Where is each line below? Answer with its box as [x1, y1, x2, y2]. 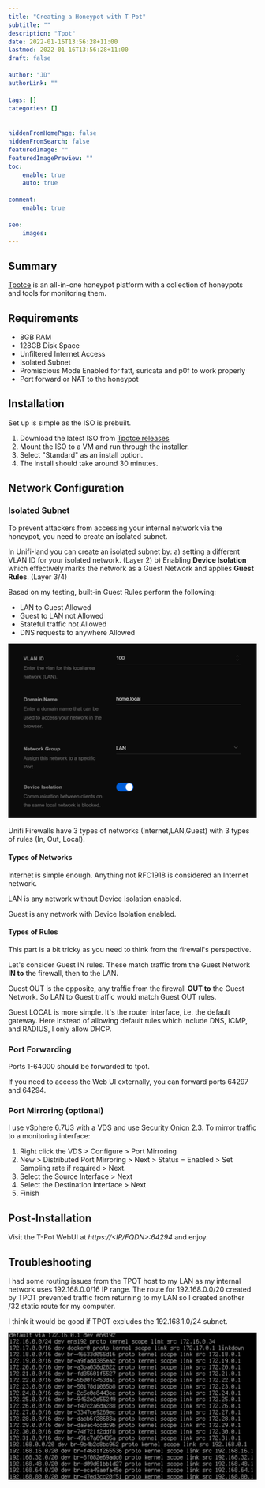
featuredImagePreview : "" [8, 154, 93, 162]
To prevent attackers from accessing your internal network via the [8, 523, 222, 533]
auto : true [22, 179, 58, 187]
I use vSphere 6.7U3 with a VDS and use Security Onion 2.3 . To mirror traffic [8, 1123, 257, 1132]
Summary [8, 259, 58, 272]
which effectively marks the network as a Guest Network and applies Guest [8, 563, 255, 573]
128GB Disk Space [19, 341, 80, 350]
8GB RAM [19, 332, 52, 342]
